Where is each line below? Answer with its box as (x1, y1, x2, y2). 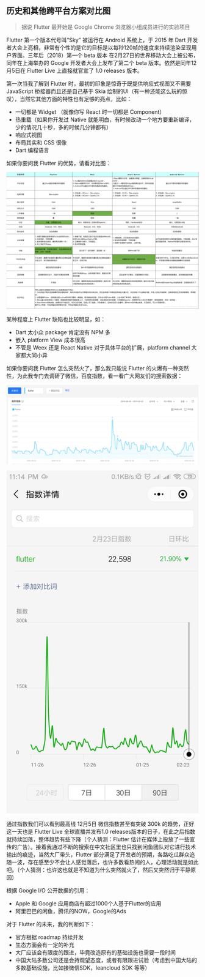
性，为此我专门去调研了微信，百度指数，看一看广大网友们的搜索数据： (6, 372, 183, 380)
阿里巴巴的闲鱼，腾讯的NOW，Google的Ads (15, 907, 126, 915)
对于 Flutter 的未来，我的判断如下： (6, 920, 96, 927)
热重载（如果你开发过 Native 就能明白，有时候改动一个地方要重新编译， (15, 116, 195, 123)
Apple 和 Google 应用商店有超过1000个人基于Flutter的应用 (15, 899, 162, 907)
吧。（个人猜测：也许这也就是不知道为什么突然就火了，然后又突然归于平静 (6, 866, 191, 874)
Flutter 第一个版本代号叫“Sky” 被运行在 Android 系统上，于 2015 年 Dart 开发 (6, 36, 198, 43)
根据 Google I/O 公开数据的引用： (6, 886, 90, 894)
